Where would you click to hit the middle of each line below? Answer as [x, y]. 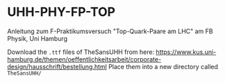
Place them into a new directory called [164, 66]
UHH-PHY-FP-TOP [61, 12]
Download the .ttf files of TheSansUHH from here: [81, 52]
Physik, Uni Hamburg [37, 38]
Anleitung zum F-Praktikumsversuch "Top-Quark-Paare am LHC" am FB [110, 31]
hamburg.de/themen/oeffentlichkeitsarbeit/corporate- [84, 59]
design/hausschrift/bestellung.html [57, 66]
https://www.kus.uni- [186, 52]
